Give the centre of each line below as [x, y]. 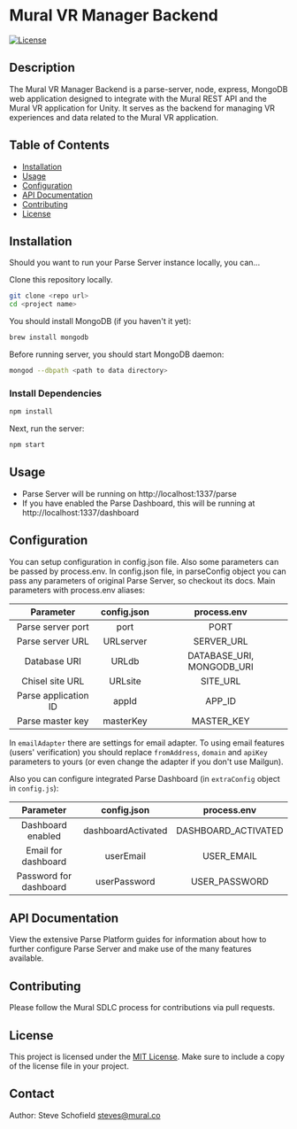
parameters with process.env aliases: [77, 590]
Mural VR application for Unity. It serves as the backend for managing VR [142, 108]
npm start [27, 445]
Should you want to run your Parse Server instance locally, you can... [135, 263]
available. [27, 958]
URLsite [125, 681]
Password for [44, 876]
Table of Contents [60, 146]
